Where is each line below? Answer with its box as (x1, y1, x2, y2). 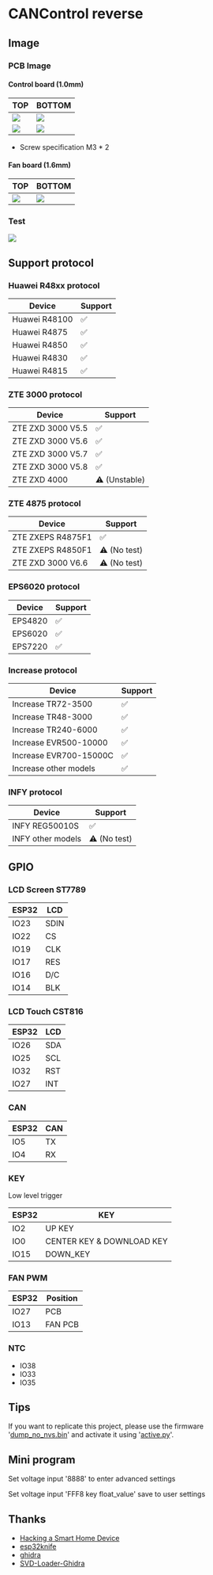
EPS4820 (12, 615, 48, 626)
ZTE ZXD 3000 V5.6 (12, 436, 88, 447)
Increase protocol (8, 665, 77, 676)
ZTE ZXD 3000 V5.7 (12, 448, 88, 460)
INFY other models (12, 833, 81, 845)
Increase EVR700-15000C (12, 750, 114, 761)
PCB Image (8, 60, 51, 71)
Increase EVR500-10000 (12, 738, 108, 749)
